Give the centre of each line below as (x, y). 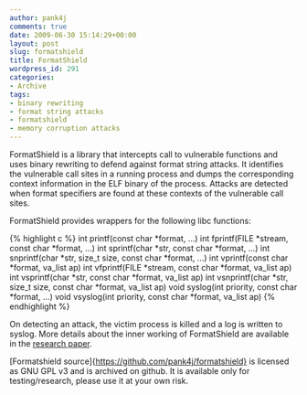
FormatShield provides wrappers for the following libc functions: (130, 221)
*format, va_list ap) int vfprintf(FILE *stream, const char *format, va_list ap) (151, 267)
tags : (20, 94)
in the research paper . (51, 343)
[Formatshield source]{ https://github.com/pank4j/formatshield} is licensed (149, 361)
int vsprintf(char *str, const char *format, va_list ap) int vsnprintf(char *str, (149, 277)
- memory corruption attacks (65, 129)
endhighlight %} (40, 306)
